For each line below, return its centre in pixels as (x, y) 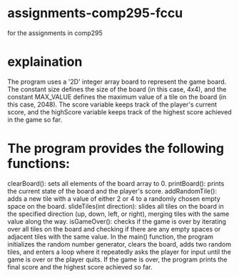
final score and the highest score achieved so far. (80, 267)
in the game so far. (35, 119)
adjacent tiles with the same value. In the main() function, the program (111, 237)
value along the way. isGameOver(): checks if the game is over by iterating (117, 221)
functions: (39, 164)
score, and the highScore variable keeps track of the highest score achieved (119, 111)
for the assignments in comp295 (55, 33)
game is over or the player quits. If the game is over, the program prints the (117, 259)
